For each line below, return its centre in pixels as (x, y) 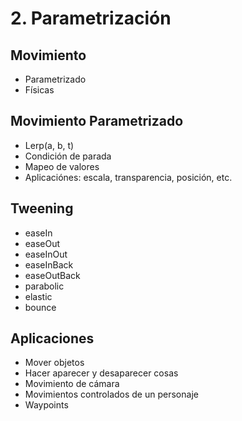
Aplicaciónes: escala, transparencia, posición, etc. (128, 177)
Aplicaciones (52, 338)
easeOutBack (52, 275)
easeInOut (46, 254)
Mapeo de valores (62, 166)
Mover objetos (54, 363)
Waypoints (46, 405)
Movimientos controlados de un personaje (111, 394)
